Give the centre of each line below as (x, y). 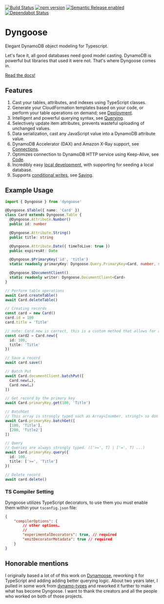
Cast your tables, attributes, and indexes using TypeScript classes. (79, 102)
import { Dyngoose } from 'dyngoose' (43, 202)
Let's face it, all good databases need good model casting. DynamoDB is (78, 55)
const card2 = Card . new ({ (31, 335)
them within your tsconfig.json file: (41, 507)
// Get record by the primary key (40, 398)
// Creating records (26, 309)
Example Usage (29, 190)
